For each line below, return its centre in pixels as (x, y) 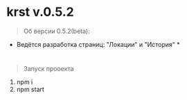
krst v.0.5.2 (40, 12)
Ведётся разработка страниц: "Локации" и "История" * (98, 44)
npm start (30, 90)
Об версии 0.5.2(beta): (57, 31)
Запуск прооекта (48, 69)
